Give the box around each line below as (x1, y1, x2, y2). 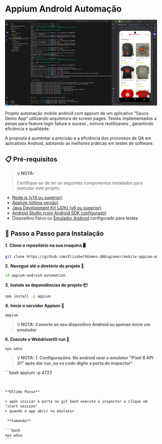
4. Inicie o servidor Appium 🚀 (5, 302, 65, 308)
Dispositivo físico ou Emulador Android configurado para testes (12, 215, 138, 221)
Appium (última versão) (12, 200, 59, 206)
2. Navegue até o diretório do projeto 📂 (5, 263, 84, 269)
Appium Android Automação (5, 3, 122, 15)
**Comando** (7, 418, 31, 424)
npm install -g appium (5, 294, 51, 299)
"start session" (5, 404, 38, 409)
